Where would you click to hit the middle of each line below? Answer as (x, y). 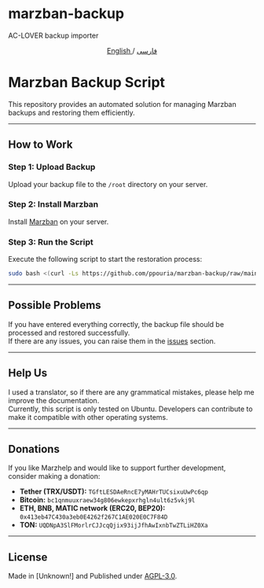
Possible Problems (55, 305)
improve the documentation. (54, 400)
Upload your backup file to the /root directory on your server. (108, 184)
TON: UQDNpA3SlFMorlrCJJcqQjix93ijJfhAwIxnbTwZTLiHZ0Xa (114, 525)
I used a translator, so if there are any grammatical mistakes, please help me (132, 392)
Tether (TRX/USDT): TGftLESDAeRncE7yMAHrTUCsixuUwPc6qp (114, 491)
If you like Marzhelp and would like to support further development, (117, 468)
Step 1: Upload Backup (52, 167)
